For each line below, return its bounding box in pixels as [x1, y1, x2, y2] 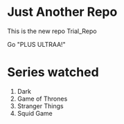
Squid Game [17, 109, 53, 117]
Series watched [7, 65, 99, 80]
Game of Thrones [17, 94, 68, 103]
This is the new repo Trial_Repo [7, 27, 97, 35]
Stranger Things [17, 101, 64, 110]
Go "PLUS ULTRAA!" [7, 40, 66, 48]
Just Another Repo [7, 4, 118, 20]
